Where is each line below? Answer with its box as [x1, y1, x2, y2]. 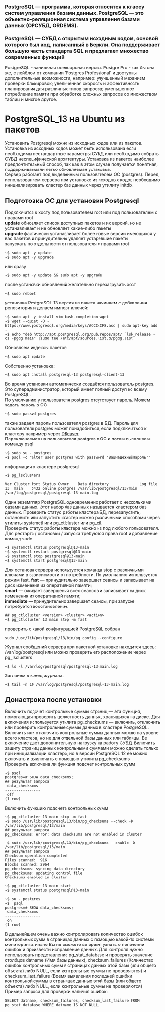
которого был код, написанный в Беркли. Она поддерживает [5, 41, 160, 48]
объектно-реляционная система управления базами [5, 16, 140, 23]
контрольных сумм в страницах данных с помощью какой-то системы [5, 936, 155, 942]
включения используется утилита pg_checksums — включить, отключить [5, 719, 160, 725]
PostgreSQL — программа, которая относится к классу [5, 3, 145, 10]
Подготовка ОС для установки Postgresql [5, 196, 139, 205]
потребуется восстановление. [5, 603, 69, 609]
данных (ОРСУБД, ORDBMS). [5, 22, 79, 29]
